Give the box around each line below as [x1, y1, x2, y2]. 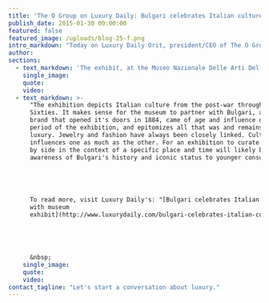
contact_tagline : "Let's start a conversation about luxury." [8, 283, 220, 291]
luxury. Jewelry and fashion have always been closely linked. [29, 131, 246, 139]
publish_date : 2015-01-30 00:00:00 [8, 19, 127, 27]
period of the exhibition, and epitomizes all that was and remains [29, 123, 263, 131]
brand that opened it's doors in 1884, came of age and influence [29, 116, 256, 124]
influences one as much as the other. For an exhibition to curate [29, 138, 260, 147]
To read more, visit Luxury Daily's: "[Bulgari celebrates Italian [29, 196, 260, 204]
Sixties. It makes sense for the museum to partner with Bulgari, [29, 109, 256, 117]
